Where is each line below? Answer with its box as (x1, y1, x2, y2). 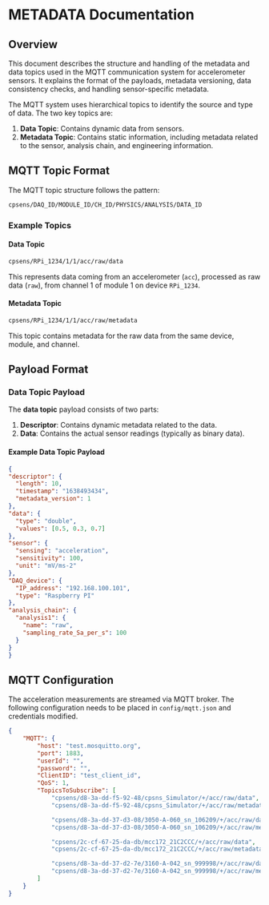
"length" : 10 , (15, 480, 62, 488)
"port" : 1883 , (37, 749, 84, 758)
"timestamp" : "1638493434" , (15, 487, 110, 496)
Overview (8, 38, 58, 51)
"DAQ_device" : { (8, 577, 62, 585)
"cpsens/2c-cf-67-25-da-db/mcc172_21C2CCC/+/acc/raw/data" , (50, 838, 256, 846)
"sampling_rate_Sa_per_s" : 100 (22, 629, 127, 637)
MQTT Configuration (8, 673, 114, 686)
